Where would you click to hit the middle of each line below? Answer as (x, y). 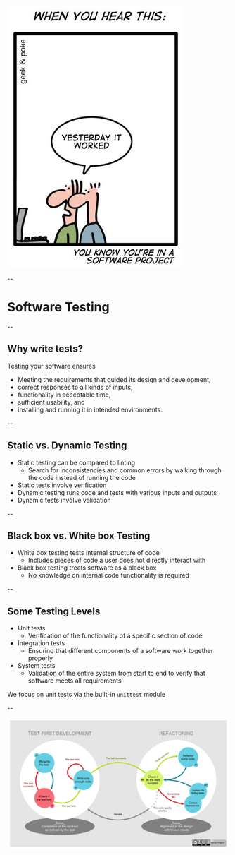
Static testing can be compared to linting (76, 462)
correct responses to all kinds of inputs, (75, 387)
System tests (36, 666)
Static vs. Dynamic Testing (67, 446)
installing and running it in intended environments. (90, 409)
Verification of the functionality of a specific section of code (115, 636)
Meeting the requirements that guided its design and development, (114, 379)
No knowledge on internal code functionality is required (109, 575)
